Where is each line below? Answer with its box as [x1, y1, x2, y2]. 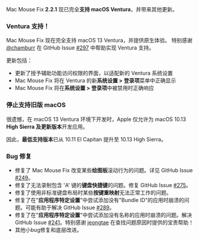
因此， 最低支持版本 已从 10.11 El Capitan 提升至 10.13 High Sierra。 [6, 135, 167, 142]
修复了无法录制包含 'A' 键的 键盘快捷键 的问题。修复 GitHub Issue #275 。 [14, 181, 192, 188]
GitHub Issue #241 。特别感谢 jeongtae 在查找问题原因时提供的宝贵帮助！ [14, 219, 194, 226]
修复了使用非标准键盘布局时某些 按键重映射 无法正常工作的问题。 [14, 189, 172, 196]
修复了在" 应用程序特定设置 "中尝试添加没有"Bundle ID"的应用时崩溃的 [14, 196, 185, 203]
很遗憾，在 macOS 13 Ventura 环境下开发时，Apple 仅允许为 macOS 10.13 [6, 116, 186, 123]
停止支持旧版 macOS [6, 101, 66, 109]
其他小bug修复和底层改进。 [14, 226, 82, 233]
